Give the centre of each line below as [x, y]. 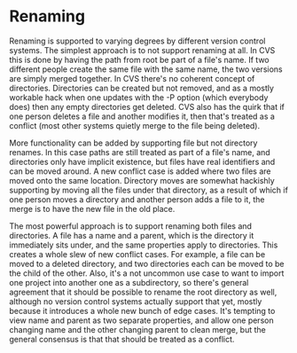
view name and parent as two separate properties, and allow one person [141, 320]
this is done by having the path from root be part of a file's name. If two [140, 59]
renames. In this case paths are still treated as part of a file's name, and [140, 152]
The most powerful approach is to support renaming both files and [131, 226]
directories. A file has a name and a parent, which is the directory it [132, 235]
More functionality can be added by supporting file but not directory [133, 143]
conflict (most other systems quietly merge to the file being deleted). [134, 125]
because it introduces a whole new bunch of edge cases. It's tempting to [142, 310]
